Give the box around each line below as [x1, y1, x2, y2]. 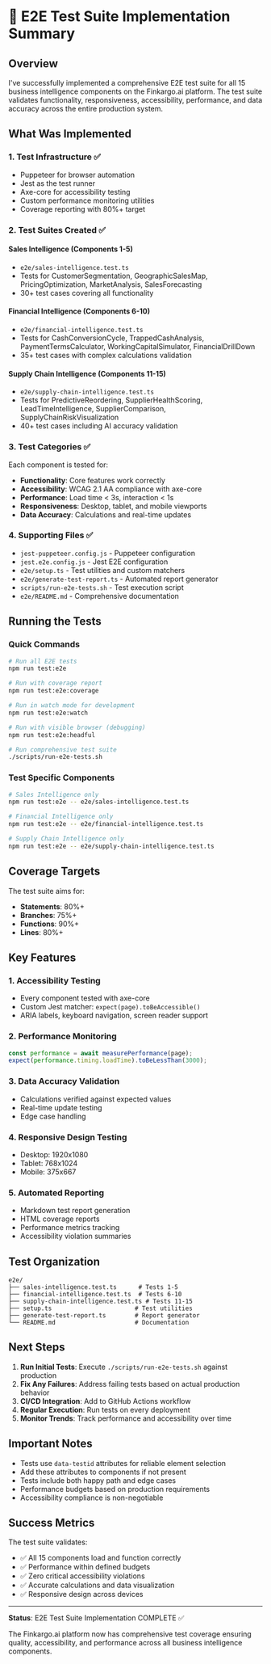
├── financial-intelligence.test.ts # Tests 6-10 [8, 1291, 182, 1299]
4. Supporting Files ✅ [8, 529, 94, 541]
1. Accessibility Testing [8, 975, 101, 986]
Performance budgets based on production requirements [19, 1484, 211, 1493]
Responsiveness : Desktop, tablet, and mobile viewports [19, 501, 207, 511]
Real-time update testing [19, 1102, 102, 1112]
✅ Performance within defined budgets [19, 1562, 151, 1572]
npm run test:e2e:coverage [8, 687, 99, 695]
